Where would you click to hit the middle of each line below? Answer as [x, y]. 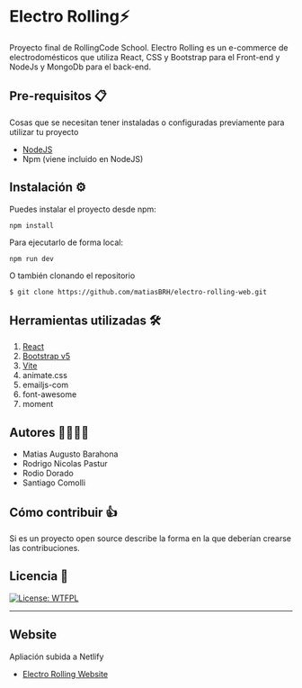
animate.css [44, 376]
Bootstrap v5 [46, 357]
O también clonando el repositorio [72, 276]
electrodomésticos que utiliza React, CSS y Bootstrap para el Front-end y [145, 57]
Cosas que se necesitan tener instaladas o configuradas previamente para [147, 122]
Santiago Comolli [54, 483]
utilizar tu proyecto [44, 131]
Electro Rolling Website [65, 674]
